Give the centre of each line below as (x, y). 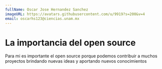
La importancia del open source (70, 43)
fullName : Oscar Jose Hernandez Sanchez (47, 9)
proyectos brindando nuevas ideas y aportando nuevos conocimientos (76, 61)
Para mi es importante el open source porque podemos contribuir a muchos (81, 56)
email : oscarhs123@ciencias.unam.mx (42, 18)
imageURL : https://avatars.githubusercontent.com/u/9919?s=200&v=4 (75, 14)
